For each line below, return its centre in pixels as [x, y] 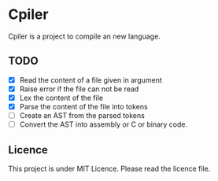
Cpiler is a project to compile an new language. [85, 36]
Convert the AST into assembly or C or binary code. [103, 124]
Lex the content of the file [61, 98]
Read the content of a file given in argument [91, 79]
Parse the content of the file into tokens [83, 106]
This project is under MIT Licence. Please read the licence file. [109, 168]
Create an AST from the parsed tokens [82, 115]
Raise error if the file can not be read [79, 89]
